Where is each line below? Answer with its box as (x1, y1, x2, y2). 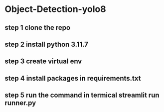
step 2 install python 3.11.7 (4, 40, 88, 48)
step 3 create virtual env (4, 57, 82, 66)
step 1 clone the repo (4, 23, 71, 32)
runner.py (4, 99, 36, 108)
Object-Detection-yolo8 (4, 3, 106, 15)
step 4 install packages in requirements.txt (4, 74, 141, 83)
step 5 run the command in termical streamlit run (4, 91, 160, 100)
